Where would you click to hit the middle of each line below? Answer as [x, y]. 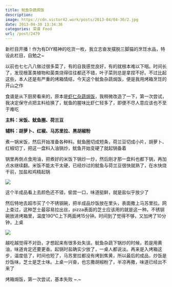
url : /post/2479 [23, 34]
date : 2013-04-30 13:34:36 [34, 24]
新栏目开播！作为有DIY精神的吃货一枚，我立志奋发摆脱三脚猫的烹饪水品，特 [85, 49]
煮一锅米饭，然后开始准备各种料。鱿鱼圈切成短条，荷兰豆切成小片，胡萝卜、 [86, 142]
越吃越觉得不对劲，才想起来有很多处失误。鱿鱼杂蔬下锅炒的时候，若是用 [81, 243]
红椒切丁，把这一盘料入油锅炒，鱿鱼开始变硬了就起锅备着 [66, 148]
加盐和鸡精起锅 [34, 172]
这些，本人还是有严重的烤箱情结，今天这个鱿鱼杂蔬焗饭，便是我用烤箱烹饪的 [86, 79]
